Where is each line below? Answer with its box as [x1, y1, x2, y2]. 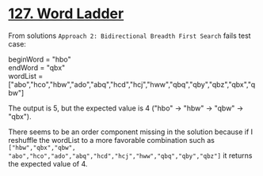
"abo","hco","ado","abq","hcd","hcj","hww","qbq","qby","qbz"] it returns [8, 151, 253, 160]
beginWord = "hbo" [8, 54, 71, 64]
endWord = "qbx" [8, 62, 66, 72]
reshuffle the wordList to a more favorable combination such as [8, 135, 215, 144]
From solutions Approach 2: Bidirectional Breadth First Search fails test [8, 31, 251, 40]
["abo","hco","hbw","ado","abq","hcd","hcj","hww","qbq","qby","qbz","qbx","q [8, 80, 256, 89]
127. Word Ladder [8, 5, 124, 23]
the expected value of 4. [8, 159, 88, 168]
